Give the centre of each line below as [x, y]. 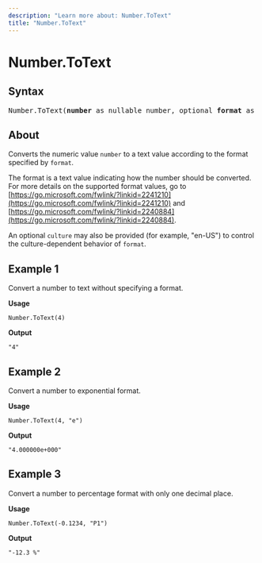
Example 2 [34, 371]
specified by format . [41, 163]
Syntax [26, 92]
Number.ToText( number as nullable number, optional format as [131, 110]
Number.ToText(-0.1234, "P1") [58, 523]
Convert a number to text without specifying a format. [96, 288]
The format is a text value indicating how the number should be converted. [130, 178]
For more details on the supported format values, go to [97, 187]
